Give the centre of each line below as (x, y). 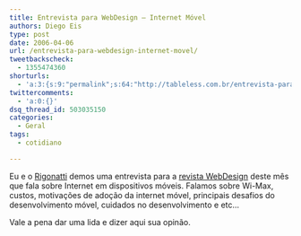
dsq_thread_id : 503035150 (57, 109)
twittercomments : (42, 92)
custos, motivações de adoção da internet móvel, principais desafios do (142, 195)
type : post (30, 34)
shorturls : (30, 76)
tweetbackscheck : (42, 59)
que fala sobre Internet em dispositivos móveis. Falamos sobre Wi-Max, (142, 186)
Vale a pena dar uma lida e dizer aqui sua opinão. (100, 222)
